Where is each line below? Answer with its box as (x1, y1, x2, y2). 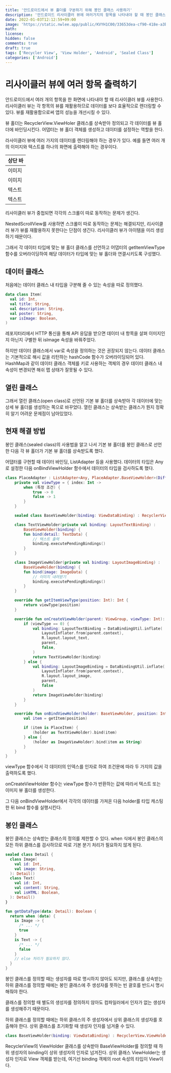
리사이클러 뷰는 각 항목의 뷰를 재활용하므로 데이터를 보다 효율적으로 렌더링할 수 (5, 103, 162, 109)
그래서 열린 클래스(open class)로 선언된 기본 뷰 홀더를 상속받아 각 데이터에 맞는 (5, 398, 163, 404)
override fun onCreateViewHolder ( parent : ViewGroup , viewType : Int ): (14, 617, 165, 622)
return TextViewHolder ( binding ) (32, 654, 101, 659)
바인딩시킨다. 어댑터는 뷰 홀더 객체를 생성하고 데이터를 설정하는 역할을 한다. (14, 126, 164, 133)
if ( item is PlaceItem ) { (23, 725, 79, 730)
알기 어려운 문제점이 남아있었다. (10, 410, 73, 417)
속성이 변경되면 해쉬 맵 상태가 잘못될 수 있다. (5, 367, 94, 373)
